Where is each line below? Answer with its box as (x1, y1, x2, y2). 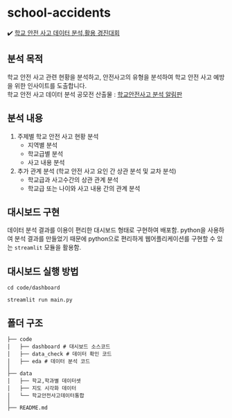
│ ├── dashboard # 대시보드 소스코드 (7, 343, 111, 350)
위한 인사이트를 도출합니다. (14, 81, 87, 89)
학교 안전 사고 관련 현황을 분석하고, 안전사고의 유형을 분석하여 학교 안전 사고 (7, 73, 213, 81)
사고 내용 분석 (27, 158, 65, 166)
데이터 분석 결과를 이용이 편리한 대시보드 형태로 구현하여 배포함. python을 (7, 226, 206, 234)
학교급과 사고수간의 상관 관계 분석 (27, 175, 119, 184)
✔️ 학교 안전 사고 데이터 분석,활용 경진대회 (7, 28, 120, 37)
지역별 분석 (27, 141, 57, 149)
